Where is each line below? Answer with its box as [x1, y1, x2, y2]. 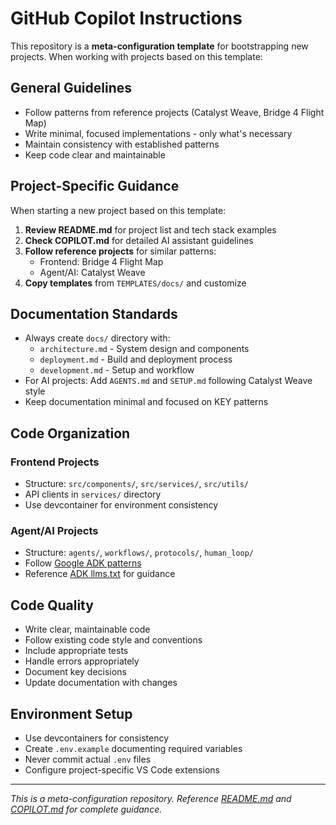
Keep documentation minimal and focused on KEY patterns [24, 396, 269, 408]
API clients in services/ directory [24, 488, 162, 501]
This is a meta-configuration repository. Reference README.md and [10, 792, 292, 804]
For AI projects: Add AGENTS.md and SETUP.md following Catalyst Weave [24, 375, 313, 387]
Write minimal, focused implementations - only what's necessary [24, 127, 293, 139]
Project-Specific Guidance [10, 178, 180, 195]
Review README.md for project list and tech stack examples [24, 223, 277, 236]
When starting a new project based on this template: [10, 204, 227, 216]
